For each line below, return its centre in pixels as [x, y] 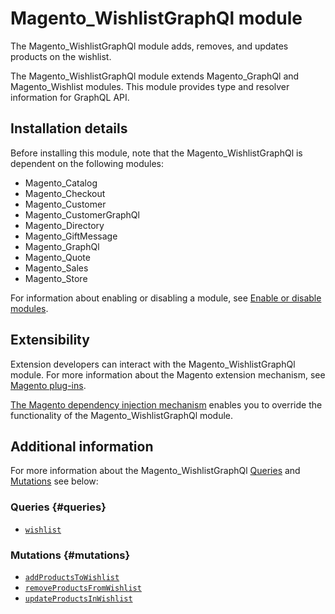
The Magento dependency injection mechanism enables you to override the [166, 404]
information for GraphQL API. [70, 97]
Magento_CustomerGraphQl [82, 214]
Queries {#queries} [58, 507]
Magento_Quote [57, 257]
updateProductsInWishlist [78, 598]
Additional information [82, 446]
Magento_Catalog [61, 183]
